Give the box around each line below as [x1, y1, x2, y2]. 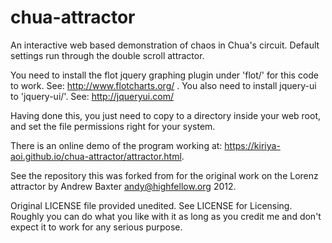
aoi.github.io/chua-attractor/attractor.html [10, 150, 182, 162]
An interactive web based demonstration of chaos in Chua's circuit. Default [10, 39, 320, 51]
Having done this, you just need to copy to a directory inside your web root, [10, 109, 321, 121]
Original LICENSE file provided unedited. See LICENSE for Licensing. [10, 199, 293, 211]
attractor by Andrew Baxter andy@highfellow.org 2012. [10, 180, 237, 192]
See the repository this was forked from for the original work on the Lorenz [10, 169, 319, 181]
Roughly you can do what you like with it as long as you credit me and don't [10, 210, 322, 222]
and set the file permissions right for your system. [10, 120, 216, 132]
